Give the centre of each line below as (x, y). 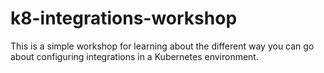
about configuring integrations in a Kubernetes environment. (134, 56)
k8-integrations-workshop (124, 18)
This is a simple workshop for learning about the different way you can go (162, 46)
